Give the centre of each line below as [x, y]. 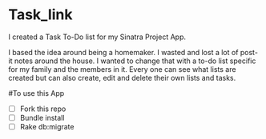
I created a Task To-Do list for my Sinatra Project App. [97, 37]
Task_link [40, 15]
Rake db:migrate [47, 127]
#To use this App [36, 93]
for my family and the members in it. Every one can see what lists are [122, 69]
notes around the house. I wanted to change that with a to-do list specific [135, 61]
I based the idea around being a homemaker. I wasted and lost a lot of [123, 52]
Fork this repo [43, 109]
